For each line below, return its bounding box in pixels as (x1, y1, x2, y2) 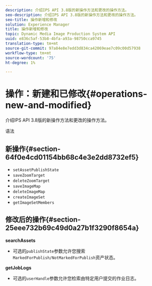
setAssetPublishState (12, 167, 59, 173)
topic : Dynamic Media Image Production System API (5, 31, 116, 36)
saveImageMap (12, 184, 41, 189)
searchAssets (5, 237, 36, 243)
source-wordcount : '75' (5, 55, 56, 61)
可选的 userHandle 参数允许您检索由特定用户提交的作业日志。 (12, 275, 139, 281)
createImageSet (12, 195, 46, 200)
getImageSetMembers (12, 200, 55, 205)
